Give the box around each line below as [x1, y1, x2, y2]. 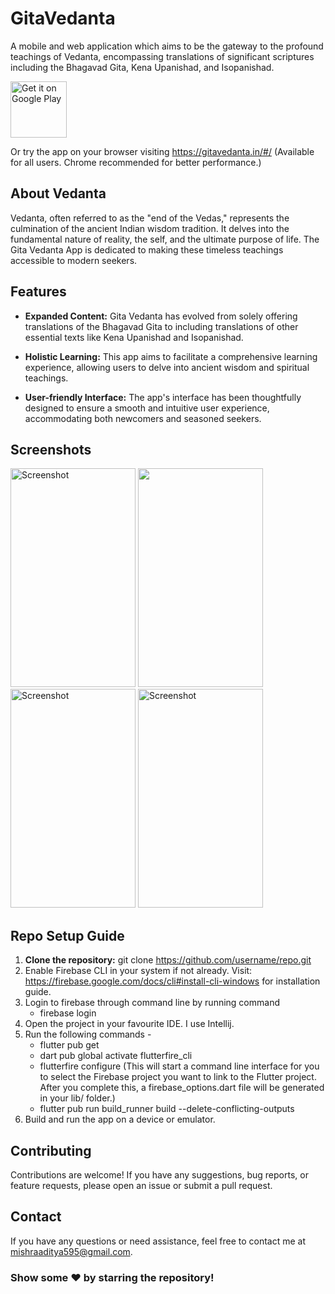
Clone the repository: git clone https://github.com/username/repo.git [24, 954, 312, 966]
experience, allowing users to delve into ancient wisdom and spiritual [24, 361, 310, 373]
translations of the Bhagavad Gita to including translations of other [24, 320, 299, 332]
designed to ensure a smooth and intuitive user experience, [24, 402, 270, 414]
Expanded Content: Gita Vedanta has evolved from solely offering [24, 310, 298, 322]
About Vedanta [10, 185, 107, 202]
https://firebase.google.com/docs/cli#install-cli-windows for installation [24, 975, 321, 987]
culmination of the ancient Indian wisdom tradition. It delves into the [10, 222, 290, 234]
